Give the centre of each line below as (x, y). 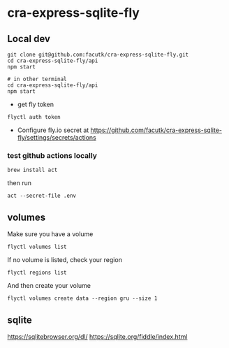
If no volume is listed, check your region (65, 260)
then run (20, 183)
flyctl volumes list (37, 247)
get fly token (36, 104)
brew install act (32, 170)
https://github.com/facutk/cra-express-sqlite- (156, 130)
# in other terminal (37, 79)
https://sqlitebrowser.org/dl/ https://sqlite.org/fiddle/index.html (97, 336)
